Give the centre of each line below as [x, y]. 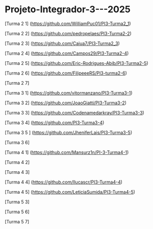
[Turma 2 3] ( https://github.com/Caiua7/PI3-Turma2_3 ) [62, 43]
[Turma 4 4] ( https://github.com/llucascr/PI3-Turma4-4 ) [64, 182]
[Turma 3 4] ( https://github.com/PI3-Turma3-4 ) [55, 122]
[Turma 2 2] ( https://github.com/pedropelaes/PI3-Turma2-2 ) [68, 33]
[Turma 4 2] [17, 162]
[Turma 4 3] [17, 172]
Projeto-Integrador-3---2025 [68, 9]
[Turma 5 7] [17, 221]
